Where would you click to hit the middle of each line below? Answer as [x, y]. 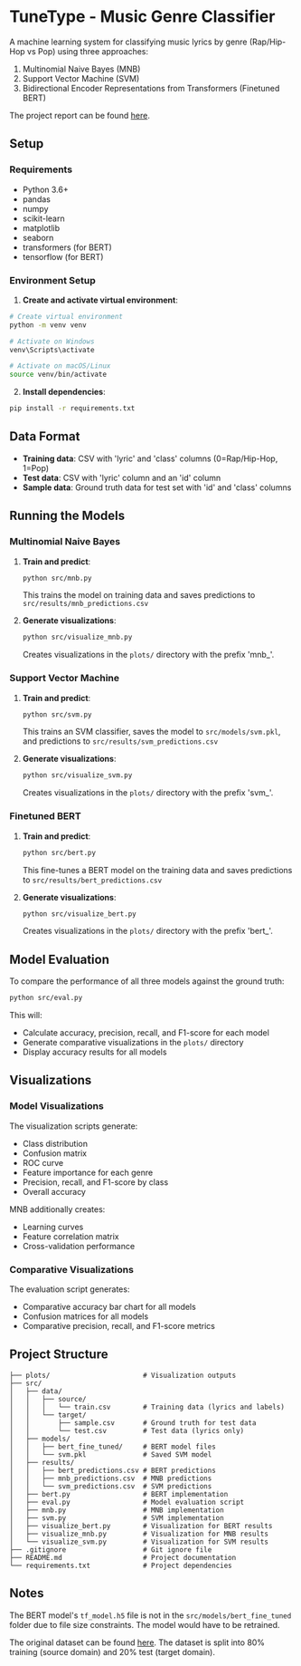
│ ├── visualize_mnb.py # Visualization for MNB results [139, 1534]
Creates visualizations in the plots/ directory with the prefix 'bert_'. [148, 931]
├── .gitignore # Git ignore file [111, 1550]
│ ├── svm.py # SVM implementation [117, 1518]
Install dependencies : [64, 392]
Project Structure [59, 1355]
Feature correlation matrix [71, 1236]
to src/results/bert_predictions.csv [92, 880]
